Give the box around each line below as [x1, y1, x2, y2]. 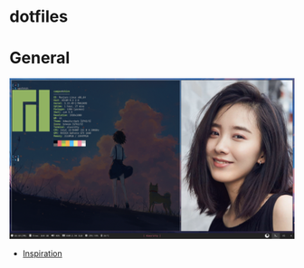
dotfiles [9, 6, 69, 27]
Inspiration [22, 247, 62, 259]
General [9, 48, 71, 69]
